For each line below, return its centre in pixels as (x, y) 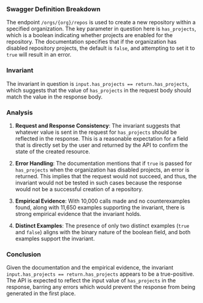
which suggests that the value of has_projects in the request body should (99, 90)
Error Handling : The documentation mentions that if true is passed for (103, 163)
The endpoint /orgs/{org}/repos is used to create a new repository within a (101, 23)
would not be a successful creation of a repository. (79, 189)
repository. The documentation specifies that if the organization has (91, 42)
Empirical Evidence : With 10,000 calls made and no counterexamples (103, 201)
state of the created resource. (52, 151)
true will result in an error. (39, 55)
